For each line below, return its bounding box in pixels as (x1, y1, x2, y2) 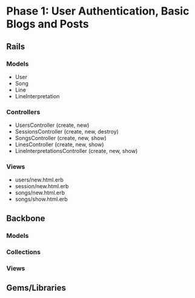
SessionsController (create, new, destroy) (15, 128, 119, 135)
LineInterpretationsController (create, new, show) (15, 147, 138, 155)
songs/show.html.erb (15, 195, 68, 203)
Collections (6, 248, 41, 256)
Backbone (6, 213, 45, 223)
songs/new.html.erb (15, 189, 65, 197)
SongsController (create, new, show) (15, 135, 107, 142)
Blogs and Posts (6, 17, 89, 31)
